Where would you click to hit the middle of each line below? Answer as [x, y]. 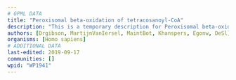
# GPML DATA [25, 14]
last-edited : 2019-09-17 [44, 53]
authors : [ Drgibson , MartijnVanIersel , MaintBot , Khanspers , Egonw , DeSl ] [119, 33]
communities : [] [31, 59]
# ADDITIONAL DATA [34, 46]
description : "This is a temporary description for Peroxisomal [103, 26]
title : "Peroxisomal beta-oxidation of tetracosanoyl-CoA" [96, 20]
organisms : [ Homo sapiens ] [47, 40]
